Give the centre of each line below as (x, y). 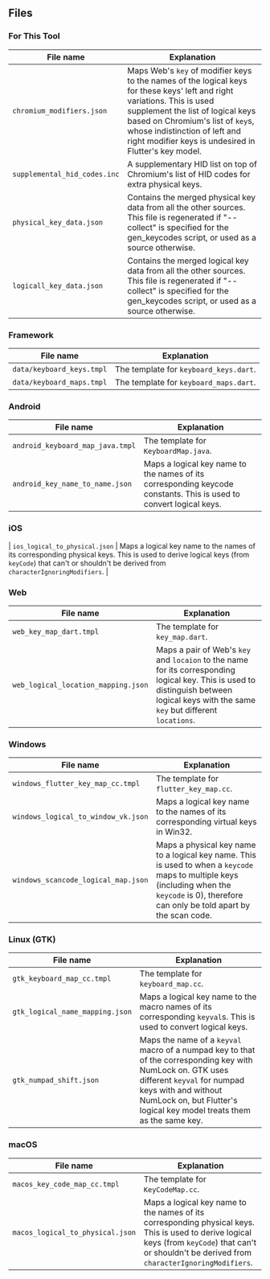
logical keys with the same (206, 700)
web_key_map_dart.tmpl (55, 631)
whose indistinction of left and (184, 130)
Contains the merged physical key (191, 197)
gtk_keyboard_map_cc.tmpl (62, 979)
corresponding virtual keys (207, 822)
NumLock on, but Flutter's (188, 1100)
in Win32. (174, 832)
